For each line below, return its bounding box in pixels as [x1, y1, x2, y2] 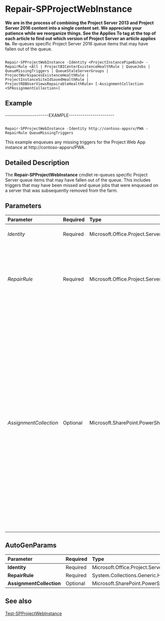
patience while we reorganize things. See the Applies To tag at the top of [5, 30, 156, 36]
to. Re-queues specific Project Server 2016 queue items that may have [5, 40, 148, 46]
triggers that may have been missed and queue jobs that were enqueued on [5, 182, 159, 188]
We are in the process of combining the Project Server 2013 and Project [5, 20, 154, 26]
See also [5, 597, 32, 605]
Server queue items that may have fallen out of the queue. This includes [5, 177, 151, 183]
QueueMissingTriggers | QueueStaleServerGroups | [5, 68, 109, 73]
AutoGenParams [5, 541, 57, 549]
